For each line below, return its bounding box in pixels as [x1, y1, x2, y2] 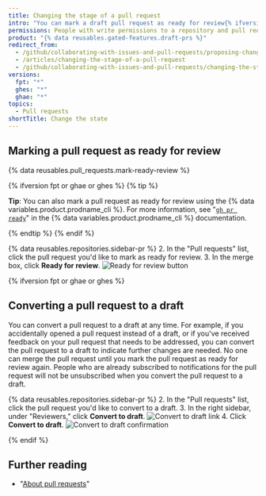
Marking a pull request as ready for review [8, 144, 222, 158]
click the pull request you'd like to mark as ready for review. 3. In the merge [8, 252, 254, 262]
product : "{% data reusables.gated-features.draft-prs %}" [8, 33, 207, 42]
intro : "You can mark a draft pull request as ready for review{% [8, 19, 232, 27]
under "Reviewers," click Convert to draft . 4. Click [8, 411, 247, 421]
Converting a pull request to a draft [8, 299, 184, 313]
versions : [8, 71, 41, 79]
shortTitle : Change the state [8, 115, 108, 123]
